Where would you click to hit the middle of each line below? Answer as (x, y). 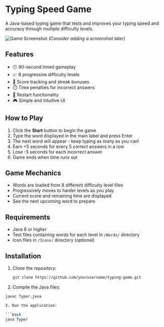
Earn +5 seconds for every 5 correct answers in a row (68, 146)
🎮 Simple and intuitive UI (39, 100)
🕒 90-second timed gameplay (44, 67)
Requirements (28, 217)
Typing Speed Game (48, 9)
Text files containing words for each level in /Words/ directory (76, 235)
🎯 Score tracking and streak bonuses (51, 81)
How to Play (24, 118)
